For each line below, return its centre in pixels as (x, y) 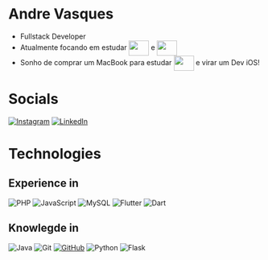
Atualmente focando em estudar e (87, 47)
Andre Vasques (61, 14)
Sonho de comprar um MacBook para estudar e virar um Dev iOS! (140, 62)
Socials (33, 99)
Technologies (55, 154)
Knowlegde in (43, 228)
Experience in (43, 183)
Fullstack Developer (53, 36)
